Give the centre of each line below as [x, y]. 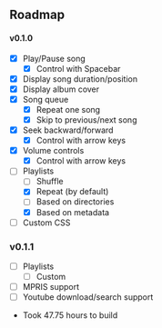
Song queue [46, 99]
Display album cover [61, 89]
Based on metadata [73, 212]
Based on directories [75, 202]
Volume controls [53, 151]
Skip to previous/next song [86, 119]
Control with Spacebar [78, 68]
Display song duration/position [80, 79]
